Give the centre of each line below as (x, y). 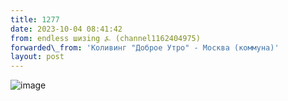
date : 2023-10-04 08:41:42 (66, 29)
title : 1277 (35, 19)
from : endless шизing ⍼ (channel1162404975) (105, 38)
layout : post (37, 57)
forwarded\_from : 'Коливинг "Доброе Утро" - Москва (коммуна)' (145, 47)
